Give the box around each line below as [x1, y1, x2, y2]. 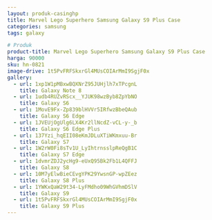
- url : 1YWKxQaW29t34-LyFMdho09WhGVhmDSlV [13, 183, 137, 190]
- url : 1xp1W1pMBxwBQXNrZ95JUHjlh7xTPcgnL [13, 80, 137, 87]
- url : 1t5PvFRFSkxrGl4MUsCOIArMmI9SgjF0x [13, 196, 137, 203]
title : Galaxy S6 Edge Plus [19, 125, 100, 132]
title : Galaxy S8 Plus [19, 177, 85, 184]
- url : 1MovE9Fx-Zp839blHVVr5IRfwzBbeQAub [13, 107, 137, 113]
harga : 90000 [7, 55, 45, 62]
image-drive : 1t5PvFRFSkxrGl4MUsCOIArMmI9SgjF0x [7, 67, 150, 75]
